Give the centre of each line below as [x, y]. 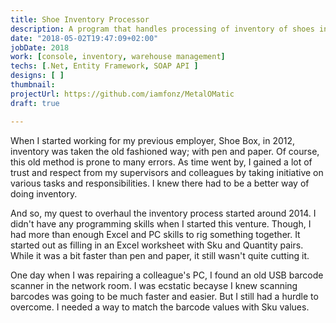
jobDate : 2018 [40, 47]
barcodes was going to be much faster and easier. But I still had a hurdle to [164, 296]
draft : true [35, 103]
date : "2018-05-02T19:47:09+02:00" [84, 38]
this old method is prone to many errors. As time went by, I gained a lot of [161, 162]
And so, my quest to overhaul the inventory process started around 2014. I [163, 213]
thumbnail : [33, 85]
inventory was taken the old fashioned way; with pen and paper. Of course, [165, 151]
